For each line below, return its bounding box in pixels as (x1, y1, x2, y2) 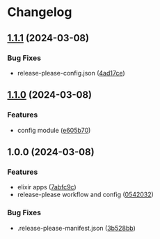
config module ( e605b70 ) (17, 126, 91, 134)
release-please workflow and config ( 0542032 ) (17, 190, 154, 199)
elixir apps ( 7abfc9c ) (17, 183, 77, 191)
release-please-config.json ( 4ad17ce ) (17, 68, 125, 77)
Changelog (7, 4, 72, 20)
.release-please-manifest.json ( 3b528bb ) (17, 224, 136, 232)
